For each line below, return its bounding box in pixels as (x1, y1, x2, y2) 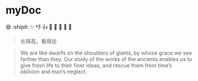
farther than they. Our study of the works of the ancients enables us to (20, 55, 193, 62)
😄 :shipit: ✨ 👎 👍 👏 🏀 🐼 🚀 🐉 (5, 23, 72, 30)
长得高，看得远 (20, 38, 57, 45)
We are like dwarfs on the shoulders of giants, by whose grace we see (20, 49, 192, 56)
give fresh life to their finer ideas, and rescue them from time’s (20, 62, 173, 69)
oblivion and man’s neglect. (20, 68, 87, 75)
